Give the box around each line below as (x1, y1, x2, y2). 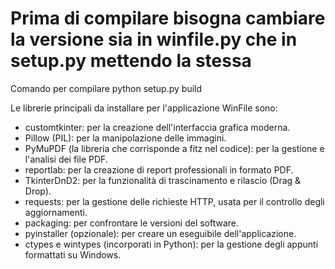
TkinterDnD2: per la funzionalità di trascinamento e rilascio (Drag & (24, 174, 302, 186)
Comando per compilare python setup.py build (10, 82, 203, 94)
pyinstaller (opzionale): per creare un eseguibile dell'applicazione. (24, 227, 297, 239)
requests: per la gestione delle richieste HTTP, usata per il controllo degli (24, 195, 325, 207)
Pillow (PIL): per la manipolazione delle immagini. (24, 132, 227, 144)
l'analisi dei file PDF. (24, 153, 108, 165)
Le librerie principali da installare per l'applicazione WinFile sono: (10, 102, 278, 114)
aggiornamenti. (24, 206, 88, 218)
